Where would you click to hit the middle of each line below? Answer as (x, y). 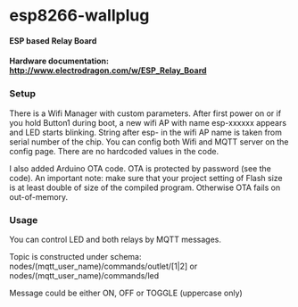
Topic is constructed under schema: (75, 256)
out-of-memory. (39, 196)
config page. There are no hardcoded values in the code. (114, 151)
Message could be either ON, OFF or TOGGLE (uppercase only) (126, 293)
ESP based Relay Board (53, 40)
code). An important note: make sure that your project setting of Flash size (146, 178)
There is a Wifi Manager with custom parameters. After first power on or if (145, 113)
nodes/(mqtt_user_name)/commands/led (84, 275)
